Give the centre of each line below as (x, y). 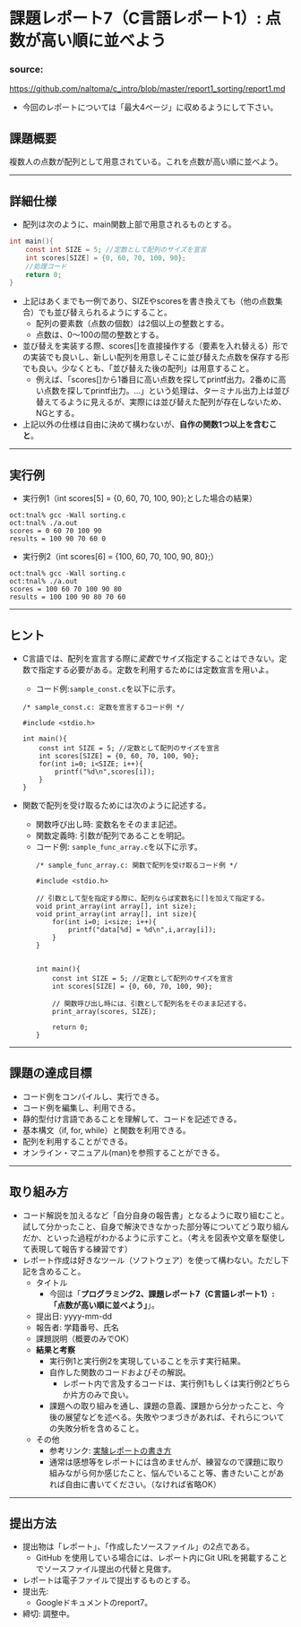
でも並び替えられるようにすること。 (105, 312)
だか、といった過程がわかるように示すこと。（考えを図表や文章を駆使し (154, 1237)
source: (26, 70)
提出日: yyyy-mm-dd (74, 1316)
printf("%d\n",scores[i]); (105, 772)
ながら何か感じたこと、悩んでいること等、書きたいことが (171, 1473)
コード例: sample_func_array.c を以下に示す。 (119, 846)
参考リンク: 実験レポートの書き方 (110, 1450)
